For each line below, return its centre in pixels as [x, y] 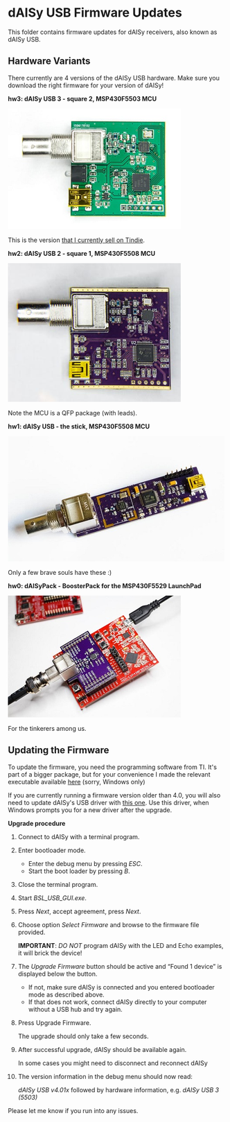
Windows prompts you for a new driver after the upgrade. [90, 810]
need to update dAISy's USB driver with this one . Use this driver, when [109, 802]
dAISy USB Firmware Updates [95, 13]
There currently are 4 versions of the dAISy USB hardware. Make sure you [114, 78]
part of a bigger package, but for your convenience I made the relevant [109, 774]
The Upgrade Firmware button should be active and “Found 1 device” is [120, 966]
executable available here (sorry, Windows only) [77, 782]
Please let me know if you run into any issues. [73, 1110]
